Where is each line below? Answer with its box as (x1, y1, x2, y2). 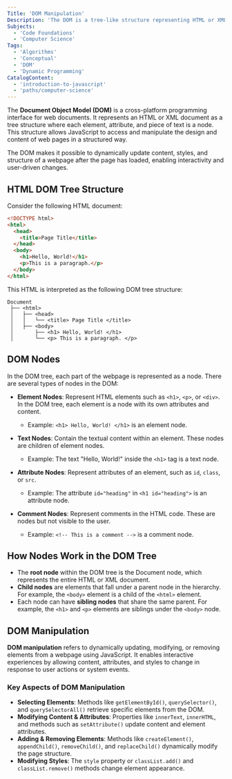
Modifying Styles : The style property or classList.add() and (17, 757, 194, 765)
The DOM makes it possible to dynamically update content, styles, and (7, 149, 209, 157)
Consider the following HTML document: (7, 201, 123, 210)
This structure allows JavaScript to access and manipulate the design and (7, 128, 217, 137)
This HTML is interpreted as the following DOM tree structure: (7, 285, 183, 293)
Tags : (7, 42, 23, 49)
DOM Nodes (7, 353, 61, 366)
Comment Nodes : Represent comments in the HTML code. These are (17, 509, 215, 517)
